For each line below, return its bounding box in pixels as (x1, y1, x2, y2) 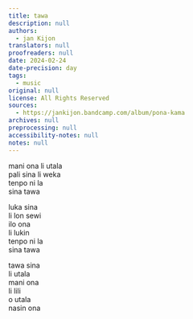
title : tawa (8, 11, 48, 20)
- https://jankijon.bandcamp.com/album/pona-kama (15, 109, 185, 117)
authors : (8, 27, 38, 35)
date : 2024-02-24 (8, 57, 67, 65)
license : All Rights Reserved (8, 94, 110, 102)
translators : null (8, 42, 70, 50)
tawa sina (8, 260, 40, 270)
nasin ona (8, 303, 41, 313)
